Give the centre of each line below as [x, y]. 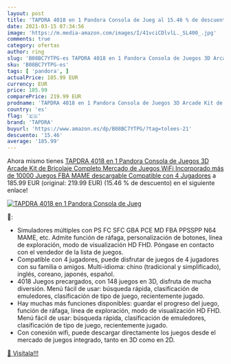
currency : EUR [27, 84]
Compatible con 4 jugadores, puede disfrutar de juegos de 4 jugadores [118, 259]
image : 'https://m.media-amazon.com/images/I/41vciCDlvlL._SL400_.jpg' [112, 33]
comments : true [29, 39]
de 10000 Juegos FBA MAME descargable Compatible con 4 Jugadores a [112, 175]
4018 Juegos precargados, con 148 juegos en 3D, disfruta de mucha [114, 281]
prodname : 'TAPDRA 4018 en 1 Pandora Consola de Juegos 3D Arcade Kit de [115, 103]
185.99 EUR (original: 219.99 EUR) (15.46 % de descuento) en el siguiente [111, 183]
